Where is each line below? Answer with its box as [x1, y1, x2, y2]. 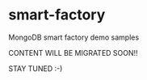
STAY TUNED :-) [8, 63, 63, 74]
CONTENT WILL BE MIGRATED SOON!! [8, 48, 139, 57]
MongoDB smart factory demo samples [8, 32, 140, 42]
